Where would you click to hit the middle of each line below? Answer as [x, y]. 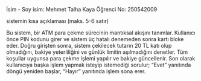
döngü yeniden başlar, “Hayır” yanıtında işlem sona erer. [76, 71]
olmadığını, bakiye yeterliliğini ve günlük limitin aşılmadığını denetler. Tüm [97, 52]
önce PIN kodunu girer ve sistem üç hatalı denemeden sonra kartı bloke [95, 39]
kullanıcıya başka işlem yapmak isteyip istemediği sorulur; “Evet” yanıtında [99, 65]
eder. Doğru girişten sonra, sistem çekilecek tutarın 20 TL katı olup [89, 46]
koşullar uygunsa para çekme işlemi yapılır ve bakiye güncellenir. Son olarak [101, 58]
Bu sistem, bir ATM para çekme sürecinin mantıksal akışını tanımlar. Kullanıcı [101, 33]
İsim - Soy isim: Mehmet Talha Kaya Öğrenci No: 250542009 [82, 9]
